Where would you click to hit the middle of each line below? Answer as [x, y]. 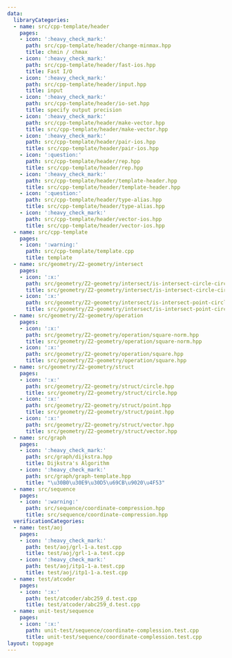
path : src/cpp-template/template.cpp [80, 252]
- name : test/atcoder [45, 579]
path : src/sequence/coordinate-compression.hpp [95, 509]
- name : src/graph [40, 438]
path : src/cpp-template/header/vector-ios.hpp [94, 219]
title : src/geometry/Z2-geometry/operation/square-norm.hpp [114, 341]
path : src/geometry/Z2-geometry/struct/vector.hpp [100, 425]
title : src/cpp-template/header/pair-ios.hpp [92, 149]
